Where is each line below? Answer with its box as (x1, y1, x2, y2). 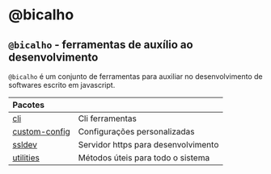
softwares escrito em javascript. (8, 81, 116, 89)
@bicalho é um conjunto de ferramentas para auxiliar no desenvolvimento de (8, 72, 263, 81)
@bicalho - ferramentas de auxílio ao (8, 38, 193, 52)
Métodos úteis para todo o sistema (78, 152, 210, 163)
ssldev (12, 139, 38, 150)
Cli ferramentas (78, 113, 138, 124)
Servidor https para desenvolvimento (78, 139, 219, 150)
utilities (12, 152, 40, 163)
